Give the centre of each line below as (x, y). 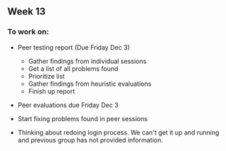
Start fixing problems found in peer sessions (82, 118)
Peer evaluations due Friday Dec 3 (68, 105)
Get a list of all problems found (73, 68)
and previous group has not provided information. (90, 140)
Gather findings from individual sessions (87, 61)
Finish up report (52, 91)
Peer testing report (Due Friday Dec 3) (74, 47)
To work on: (28, 32)
